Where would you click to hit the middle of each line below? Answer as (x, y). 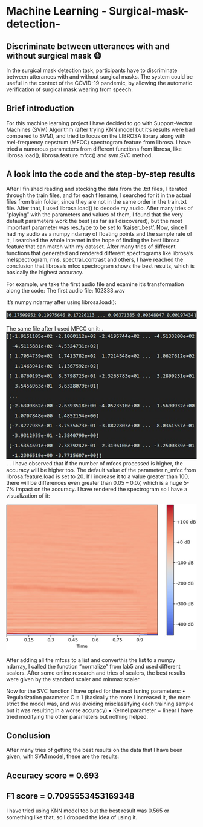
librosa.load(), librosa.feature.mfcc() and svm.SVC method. (79, 155)
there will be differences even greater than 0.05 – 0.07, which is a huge (94, 482)
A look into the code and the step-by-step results (101, 174)
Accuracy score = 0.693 (53, 775)
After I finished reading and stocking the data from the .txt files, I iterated (97, 189)
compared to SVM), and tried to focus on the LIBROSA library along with (96, 136)
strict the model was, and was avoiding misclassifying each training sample (100, 704)
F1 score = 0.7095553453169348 (70, 796)
